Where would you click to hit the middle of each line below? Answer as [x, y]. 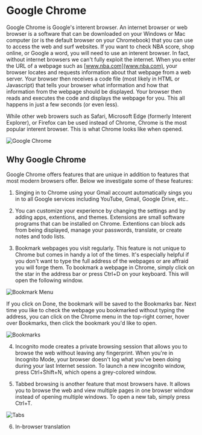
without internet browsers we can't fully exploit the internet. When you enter [101, 59]
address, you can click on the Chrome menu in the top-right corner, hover [98, 316]
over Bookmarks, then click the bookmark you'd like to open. [82, 323]
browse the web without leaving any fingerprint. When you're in [94, 353]
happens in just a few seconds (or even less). [63, 104]
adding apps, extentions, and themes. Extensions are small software [100, 217]
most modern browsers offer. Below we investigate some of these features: [100, 181]
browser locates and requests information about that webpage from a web [99, 72]
